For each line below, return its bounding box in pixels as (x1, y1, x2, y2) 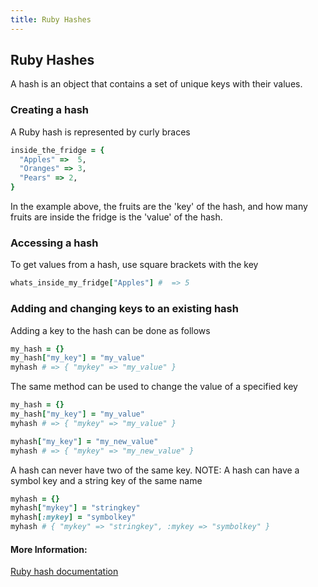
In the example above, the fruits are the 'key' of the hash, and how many (10, 201, 308, 213)
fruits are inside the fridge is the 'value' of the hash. (10, 211, 223, 223)
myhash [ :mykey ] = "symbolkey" (10, 512, 137, 523)
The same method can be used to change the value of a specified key (10, 381, 298, 393)
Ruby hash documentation (10, 566, 119, 578)
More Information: (10, 543, 88, 555)
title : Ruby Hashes (10, 14, 92, 25)
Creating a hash (10, 103, 89, 117)
